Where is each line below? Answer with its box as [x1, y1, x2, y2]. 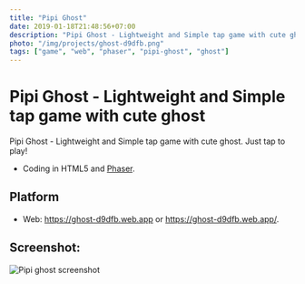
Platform [9, 189, 60, 205]
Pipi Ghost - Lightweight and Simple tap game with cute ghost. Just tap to [9, 136, 286, 147]
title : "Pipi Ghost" [9, 13, 88, 23]
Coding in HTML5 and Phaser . [22, 163, 135, 174]
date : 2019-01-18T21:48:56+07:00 [9, 22, 136, 31]
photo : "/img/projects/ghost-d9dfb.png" [9, 38, 165, 48]
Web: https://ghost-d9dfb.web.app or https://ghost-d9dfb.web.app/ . [22, 213, 280, 224]
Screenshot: [9, 240, 81, 256]
